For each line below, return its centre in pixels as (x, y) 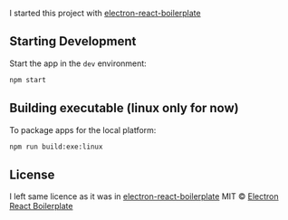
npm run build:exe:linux (56, 147)
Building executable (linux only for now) (124, 108)
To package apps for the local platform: (83, 129)
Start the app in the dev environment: (78, 63)
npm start (28, 80)
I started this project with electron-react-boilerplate (105, 13)
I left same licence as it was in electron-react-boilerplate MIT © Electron (144, 196)
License (32, 174)
